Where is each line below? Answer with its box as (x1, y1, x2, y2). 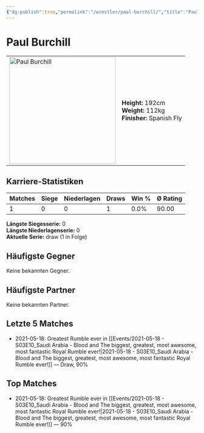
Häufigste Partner (6, 285, 76, 295)
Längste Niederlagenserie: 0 (6, 227, 80, 234)
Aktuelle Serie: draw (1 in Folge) (6, 233, 87, 241)
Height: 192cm (121, 98, 166, 107)
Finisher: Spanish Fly (121, 113, 182, 122)
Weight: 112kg (121, 106, 165, 115)
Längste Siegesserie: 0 (6, 220, 66, 227)
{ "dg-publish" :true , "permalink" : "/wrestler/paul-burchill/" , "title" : (6, 9, 186, 15)
